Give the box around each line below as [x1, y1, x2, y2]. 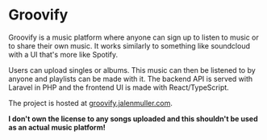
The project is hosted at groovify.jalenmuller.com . [8, 98, 173, 108]
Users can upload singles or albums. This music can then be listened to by [8, 65, 256, 74]
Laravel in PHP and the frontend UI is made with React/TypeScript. [8, 83, 230, 92]
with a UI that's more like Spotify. [8, 49, 119, 59]
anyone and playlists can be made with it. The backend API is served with [8, 74, 253, 83]
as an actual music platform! [8, 122, 106, 132]
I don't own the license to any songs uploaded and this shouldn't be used [8, 113, 258, 123]
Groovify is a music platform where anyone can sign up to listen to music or [8, 32, 260, 42]
